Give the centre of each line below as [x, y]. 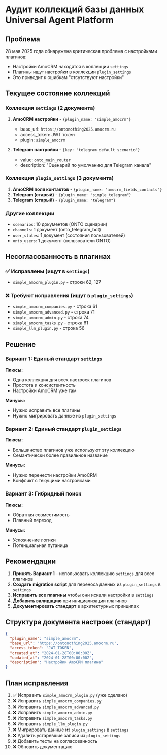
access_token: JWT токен [47, 134]
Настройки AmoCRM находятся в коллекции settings [70, 67]
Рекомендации [31, 561]
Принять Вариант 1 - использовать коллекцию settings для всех [83, 574]
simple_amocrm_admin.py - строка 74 [51, 318]
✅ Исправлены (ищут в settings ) [47, 271]
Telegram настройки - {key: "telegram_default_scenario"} [76, 149]
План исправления [37, 683]
